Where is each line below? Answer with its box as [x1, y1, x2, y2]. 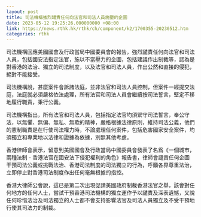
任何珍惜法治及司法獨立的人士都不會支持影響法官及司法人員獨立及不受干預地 [6, 197, 195, 204]
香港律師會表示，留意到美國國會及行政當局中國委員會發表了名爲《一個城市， [6, 146, 195, 153]
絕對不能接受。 [6, 71, 43, 78]
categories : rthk [6, 31, 50, 37]
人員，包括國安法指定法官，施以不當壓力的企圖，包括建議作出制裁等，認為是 [6, 56, 195, 63]
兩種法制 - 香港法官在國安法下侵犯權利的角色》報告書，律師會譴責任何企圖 [6, 154, 190, 161]
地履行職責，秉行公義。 [6, 98, 64, 106]
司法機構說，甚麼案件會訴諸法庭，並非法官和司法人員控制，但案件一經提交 [6, 83, 190, 91]
